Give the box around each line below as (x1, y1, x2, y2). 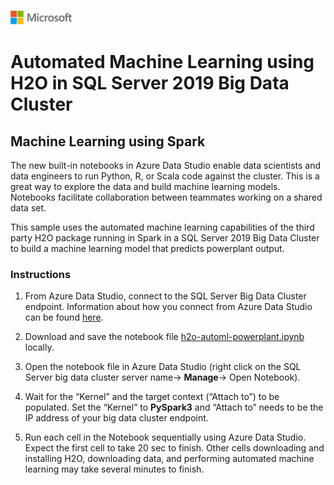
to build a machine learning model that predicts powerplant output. (10, 243, 285, 254)
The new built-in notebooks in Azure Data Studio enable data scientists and (10, 160, 322, 171)
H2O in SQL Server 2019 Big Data (10, 72, 290, 95)
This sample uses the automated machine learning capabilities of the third (10, 221, 315, 233)
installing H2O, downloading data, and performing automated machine (24, 453, 315, 465)
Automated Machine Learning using (10, 51, 315, 74)
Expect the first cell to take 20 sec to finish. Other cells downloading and (24, 442, 325, 454)
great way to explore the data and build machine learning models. (10, 181, 281, 192)
